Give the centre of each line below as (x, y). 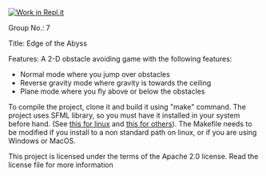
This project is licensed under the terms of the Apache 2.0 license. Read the (133, 156)
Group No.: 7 (29, 28)
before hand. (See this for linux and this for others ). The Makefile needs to (130, 124)
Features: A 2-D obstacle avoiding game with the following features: (120, 59)
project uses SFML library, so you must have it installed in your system (124, 115)
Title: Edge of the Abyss (48, 43)
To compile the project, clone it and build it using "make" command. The (127, 107)
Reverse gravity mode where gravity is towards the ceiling (115, 83)
